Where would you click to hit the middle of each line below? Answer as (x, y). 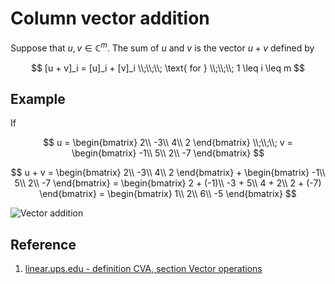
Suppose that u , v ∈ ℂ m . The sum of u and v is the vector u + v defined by (162, 47)
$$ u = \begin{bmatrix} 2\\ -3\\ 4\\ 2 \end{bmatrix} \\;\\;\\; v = (168, 143)
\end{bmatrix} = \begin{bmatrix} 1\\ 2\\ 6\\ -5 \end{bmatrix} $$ (168, 194)
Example (38, 98)
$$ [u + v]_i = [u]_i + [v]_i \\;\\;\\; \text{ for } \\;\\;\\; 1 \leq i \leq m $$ (168, 68)
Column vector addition (110, 18)
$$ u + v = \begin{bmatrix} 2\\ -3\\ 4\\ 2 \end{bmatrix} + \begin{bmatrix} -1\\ (168, 173)
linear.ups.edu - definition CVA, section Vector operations (143, 269)
